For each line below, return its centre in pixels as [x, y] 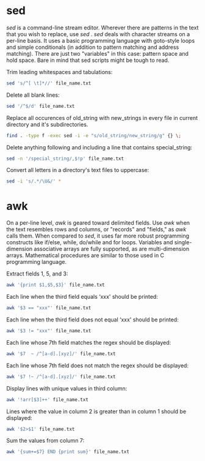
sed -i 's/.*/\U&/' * [34, 181]
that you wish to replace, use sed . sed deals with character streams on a [98, 34]
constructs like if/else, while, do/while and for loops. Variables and [90, 242]
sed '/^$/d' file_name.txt [41, 106]
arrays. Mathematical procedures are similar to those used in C [85, 255]
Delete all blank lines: [33, 95]
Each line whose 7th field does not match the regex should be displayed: [98, 365]
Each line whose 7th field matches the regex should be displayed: [89, 342]
